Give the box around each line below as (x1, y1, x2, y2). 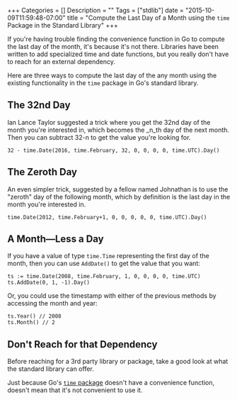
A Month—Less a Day (7, 233, 104, 245)
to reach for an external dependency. (7, 57, 115, 66)
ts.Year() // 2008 (7, 313, 62, 320)
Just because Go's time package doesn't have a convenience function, (7, 379, 214, 387)
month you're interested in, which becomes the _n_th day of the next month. (7, 126, 230, 134)
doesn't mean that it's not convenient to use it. (7, 386, 143, 394)
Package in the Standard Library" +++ (7, 21, 118, 29)
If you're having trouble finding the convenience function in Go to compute (7, 35, 225, 43)
